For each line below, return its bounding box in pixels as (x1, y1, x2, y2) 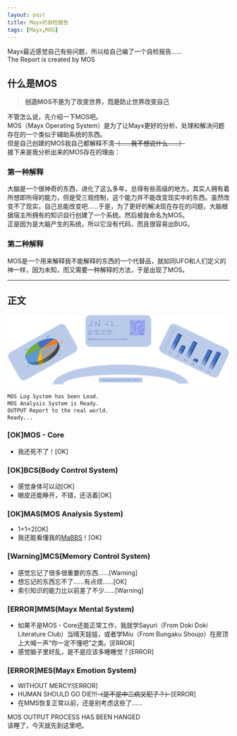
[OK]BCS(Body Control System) (7, 465, 119, 475)
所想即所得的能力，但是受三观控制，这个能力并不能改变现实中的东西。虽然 (7, 193, 224, 202)
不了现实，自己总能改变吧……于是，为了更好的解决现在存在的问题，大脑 (13, 202, 222, 211)
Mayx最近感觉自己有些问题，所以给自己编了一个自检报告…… (7, 47, 183, 56)
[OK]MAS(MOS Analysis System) (7, 509, 123, 519)
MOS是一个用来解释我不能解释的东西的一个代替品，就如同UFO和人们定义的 (7, 256, 226, 265)
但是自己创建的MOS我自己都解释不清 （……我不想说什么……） (7, 139, 186, 147)
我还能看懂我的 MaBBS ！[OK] (17, 533, 102, 542)
